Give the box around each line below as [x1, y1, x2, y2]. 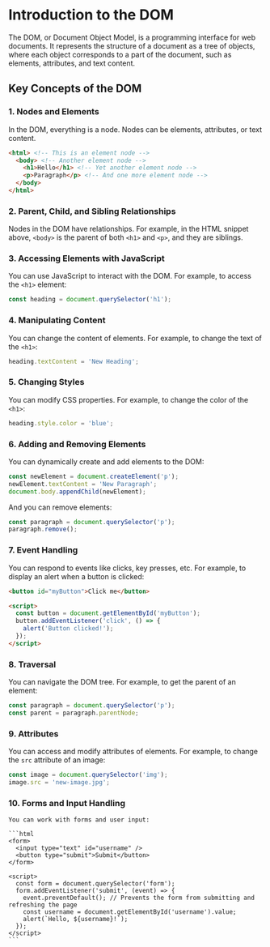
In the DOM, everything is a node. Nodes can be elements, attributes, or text [8, 124, 263, 134]
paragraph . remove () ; [8, 525, 78, 534]
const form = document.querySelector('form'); [15, 880, 175, 888]
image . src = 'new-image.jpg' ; [8, 779, 111, 787]
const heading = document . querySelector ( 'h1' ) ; [8, 296, 172, 304]
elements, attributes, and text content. [8, 58, 136, 68]
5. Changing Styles [8, 377, 85, 388]
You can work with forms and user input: [8, 816, 150, 824]
